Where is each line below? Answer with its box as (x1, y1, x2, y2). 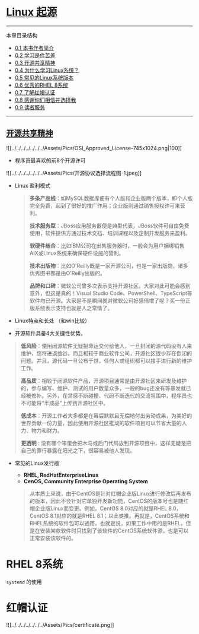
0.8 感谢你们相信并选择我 (14, 96, 76, 103)
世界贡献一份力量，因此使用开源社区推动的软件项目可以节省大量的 (20, 419, 182, 426)
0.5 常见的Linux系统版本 (14, 74, 74, 81)
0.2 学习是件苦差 (14, 52, 56, 59)
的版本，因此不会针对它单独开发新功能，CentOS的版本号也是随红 (29, 497, 189, 505)
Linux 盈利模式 (14, 182, 51, 189)
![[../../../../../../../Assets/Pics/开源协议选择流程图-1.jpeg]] (6, 169, 142, 176)
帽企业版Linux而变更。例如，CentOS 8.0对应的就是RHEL (29, 505, 168, 512)
